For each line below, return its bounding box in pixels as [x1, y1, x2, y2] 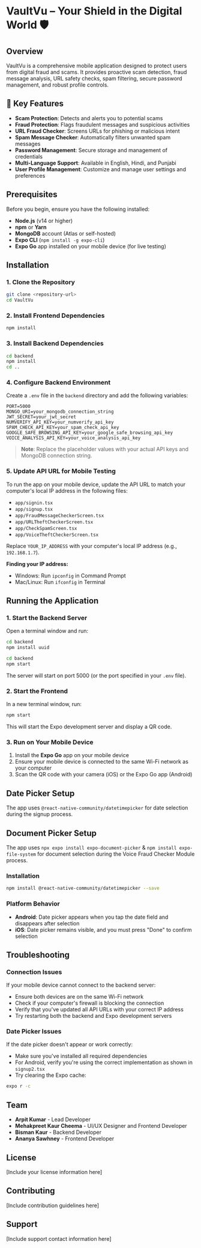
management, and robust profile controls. [6, 81, 109, 88]
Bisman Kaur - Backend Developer [14, 1128, 102, 1136]
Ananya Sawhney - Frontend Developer [14, 1135, 115, 1142]
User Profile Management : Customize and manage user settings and [14, 165, 186, 172]
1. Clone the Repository [6, 278, 75, 286]
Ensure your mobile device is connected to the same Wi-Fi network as [14, 758, 189, 766]
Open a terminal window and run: [6, 627, 89, 635]
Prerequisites [6, 189, 58, 199]
